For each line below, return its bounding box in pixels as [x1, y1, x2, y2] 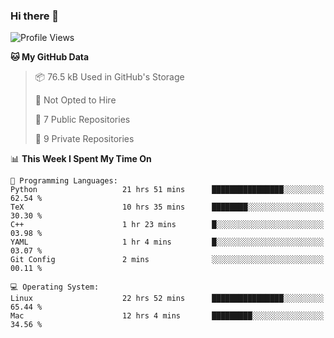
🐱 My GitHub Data [10, 51, 90, 63]
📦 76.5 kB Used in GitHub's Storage [34, 71, 185, 83]
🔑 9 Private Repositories [34, 133, 135, 145]
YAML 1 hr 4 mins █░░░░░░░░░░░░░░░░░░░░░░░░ [10, 237, 325, 248]
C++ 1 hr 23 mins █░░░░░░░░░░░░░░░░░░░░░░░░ [10, 220, 325, 230]
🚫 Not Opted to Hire [34, 94, 117, 106]
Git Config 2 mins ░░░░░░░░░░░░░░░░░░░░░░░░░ [10, 255, 325, 265]
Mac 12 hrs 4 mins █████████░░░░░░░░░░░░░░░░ [10, 311, 325, 321]
